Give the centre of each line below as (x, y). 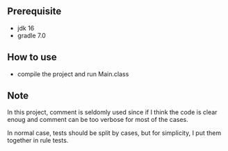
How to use (32, 57)
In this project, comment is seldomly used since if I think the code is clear (112, 112)
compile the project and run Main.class (73, 74)
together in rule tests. (38, 141)
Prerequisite (34, 11)
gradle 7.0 (32, 35)
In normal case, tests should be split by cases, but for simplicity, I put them (114, 133)
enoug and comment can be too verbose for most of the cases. (98, 120)
